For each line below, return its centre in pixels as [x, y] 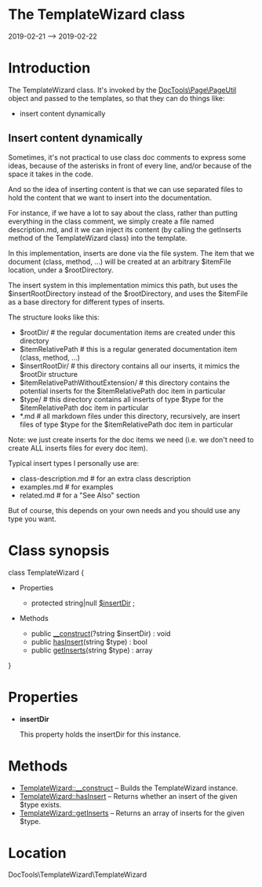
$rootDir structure [49, 374]
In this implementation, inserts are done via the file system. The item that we [131, 253]
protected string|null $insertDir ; [83, 603]
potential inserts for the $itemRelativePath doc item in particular [122, 390]
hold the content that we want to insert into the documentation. [110, 198]
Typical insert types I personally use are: [74, 463]
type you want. [32, 519]
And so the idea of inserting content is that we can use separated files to [126, 189]
